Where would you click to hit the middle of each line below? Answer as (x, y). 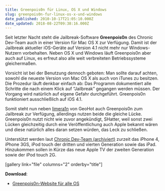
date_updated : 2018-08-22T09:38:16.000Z (47, 23)
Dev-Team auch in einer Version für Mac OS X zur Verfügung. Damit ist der (81, 43)
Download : (16, 174)
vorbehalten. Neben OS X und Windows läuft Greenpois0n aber (87, 53)
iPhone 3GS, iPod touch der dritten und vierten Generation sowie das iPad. (81, 144)
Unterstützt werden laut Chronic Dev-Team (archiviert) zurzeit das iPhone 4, (82, 139)
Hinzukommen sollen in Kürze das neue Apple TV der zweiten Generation (80, 150)
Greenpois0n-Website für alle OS (46, 184)
